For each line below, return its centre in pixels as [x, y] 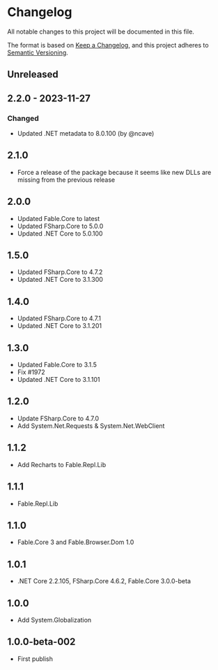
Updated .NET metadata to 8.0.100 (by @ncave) [86, 134]
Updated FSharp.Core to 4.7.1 [59, 318]
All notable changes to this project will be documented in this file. [101, 31]
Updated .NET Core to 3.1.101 [59, 380]
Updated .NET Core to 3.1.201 [60, 326]
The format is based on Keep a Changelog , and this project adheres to [108, 45]
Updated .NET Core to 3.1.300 [60, 280]
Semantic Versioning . [38, 52]
